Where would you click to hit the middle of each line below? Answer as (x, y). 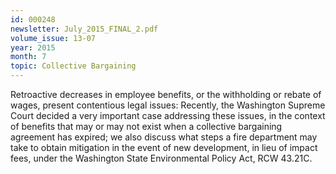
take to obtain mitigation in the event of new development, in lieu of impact (164, 147)
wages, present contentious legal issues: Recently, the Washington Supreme (168, 105)
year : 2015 (33, 47)
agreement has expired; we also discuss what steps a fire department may (164, 137)
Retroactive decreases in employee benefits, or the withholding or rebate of (166, 94)
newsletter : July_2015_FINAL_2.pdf (84, 29)
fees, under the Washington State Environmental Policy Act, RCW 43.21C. (161, 158)
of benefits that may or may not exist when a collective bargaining (146, 126)
